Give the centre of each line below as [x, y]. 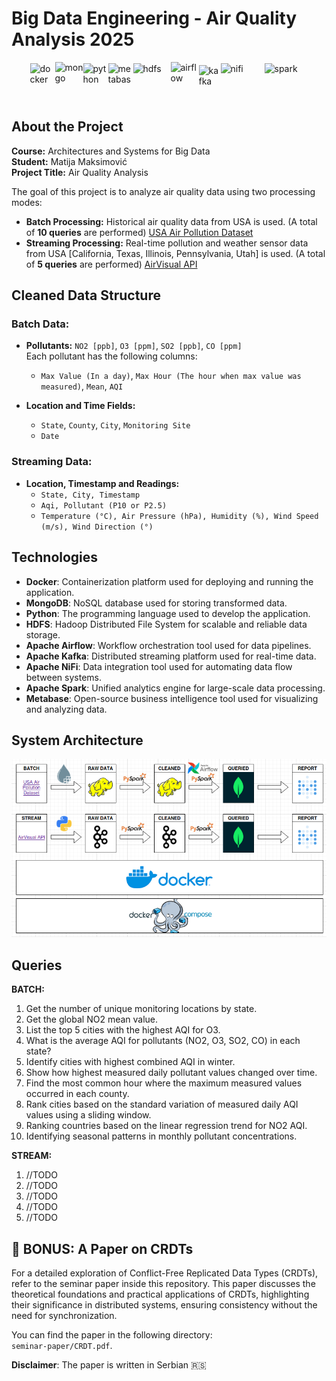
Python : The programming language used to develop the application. [168, 613]
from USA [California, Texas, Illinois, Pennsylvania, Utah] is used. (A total [175, 253]
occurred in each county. [77, 1094]
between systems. [63, 677]
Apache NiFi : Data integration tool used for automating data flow [159, 666]
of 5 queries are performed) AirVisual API [111, 264]
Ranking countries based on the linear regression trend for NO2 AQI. [166, 1126]
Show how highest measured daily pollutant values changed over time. [171, 1073]
